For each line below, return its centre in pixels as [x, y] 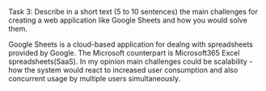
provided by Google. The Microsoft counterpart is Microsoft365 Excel [124, 53]
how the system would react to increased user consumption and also [123, 70]
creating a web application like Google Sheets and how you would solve [128, 20]
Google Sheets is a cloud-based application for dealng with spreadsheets [131, 44]
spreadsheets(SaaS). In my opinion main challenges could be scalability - [131, 61]
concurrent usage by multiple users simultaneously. [95, 79]
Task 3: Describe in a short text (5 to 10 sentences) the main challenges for [133, 12]
